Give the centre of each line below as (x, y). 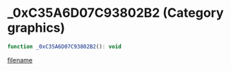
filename (20, 60)
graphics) (36, 28)
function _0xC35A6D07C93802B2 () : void (64, 46)
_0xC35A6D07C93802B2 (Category (115, 13)
